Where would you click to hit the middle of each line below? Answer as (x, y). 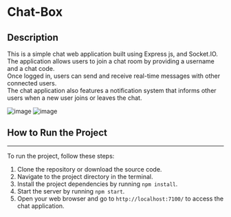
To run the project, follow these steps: (61, 156)
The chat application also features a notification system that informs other (112, 91)
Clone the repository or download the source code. (89, 169)
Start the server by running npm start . (71, 191)
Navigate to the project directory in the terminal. (85, 176)
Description (33, 38)
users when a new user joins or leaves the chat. (75, 98)
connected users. (32, 83)
